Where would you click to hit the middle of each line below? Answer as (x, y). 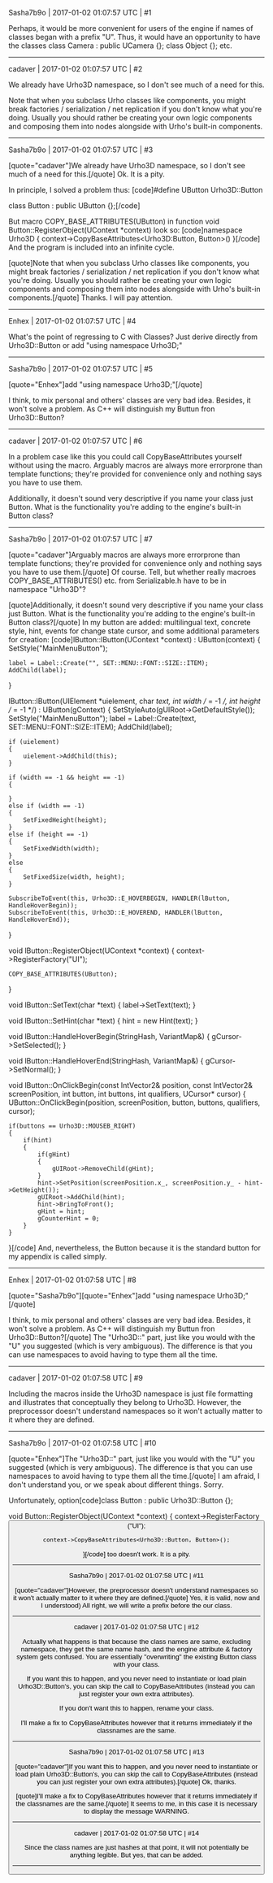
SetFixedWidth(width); (61, 849)
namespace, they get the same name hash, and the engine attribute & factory (136, 1649)
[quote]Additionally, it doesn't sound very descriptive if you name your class (136, 605)
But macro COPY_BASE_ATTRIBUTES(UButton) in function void (114, 221)
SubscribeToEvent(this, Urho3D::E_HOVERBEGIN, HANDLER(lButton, (119, 898)
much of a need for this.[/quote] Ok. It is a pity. (87, 174)
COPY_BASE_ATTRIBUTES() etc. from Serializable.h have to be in (117, 581)
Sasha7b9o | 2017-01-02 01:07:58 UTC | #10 (82, 1443)
